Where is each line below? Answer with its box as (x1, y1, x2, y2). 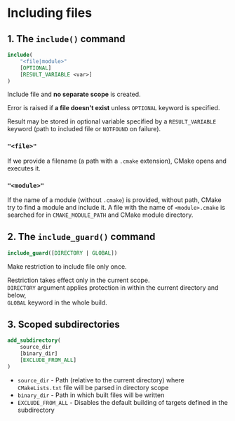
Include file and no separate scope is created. (7, 90, 142, 99)
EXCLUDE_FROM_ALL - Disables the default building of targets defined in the (17, 398, 228, 406)
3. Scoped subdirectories (7, 319, 121, 330)
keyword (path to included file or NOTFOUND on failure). (7, 125, 161, 133)
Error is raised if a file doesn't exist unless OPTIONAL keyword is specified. (7, 104, 220, 112)
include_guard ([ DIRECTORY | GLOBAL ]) (7, 249, 118, 257)
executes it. (7, 163, 41, 173)
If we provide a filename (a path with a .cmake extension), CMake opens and (7, 156, 227, 165)
